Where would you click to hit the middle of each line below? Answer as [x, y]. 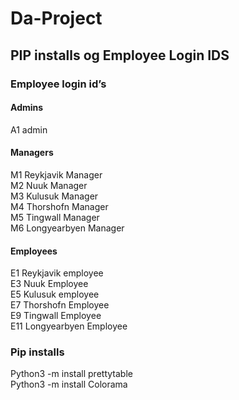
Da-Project [56, 18]
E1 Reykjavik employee [57, 273]
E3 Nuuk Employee [49, 284]
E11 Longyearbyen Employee [69, 326]
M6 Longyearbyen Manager [67, 228]
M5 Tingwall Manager [55, 217]
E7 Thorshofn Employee [60, 305]
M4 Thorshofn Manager [59, 206]
